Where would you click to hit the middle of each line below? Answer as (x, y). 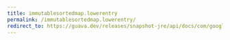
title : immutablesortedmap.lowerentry (62, 13)
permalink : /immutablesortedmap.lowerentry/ (72, 20)
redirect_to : (26, 26)
